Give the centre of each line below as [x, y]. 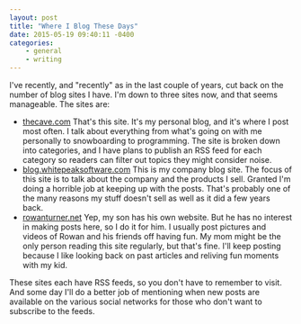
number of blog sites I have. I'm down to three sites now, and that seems [144, 94]
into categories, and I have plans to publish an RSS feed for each [142, 150]
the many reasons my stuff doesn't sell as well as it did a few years [146, 198]
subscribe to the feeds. [52, 311]
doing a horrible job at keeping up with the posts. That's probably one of [156, 189]
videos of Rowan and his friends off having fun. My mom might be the [151, 236]
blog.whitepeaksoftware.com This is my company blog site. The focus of [157, 169]
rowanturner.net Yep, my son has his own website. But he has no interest [157, 217]
